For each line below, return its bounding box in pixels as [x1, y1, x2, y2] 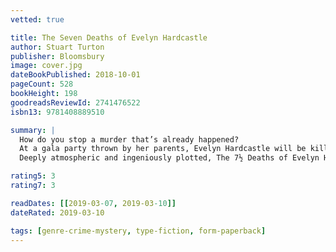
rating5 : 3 [10, 171, 56, 181]
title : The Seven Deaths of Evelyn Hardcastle [10, 32, 208, 43]
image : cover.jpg [10, 61, 83, 71]
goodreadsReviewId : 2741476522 [10, 97, 141, 108]
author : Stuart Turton [10, 42, 105, 52]
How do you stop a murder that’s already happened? [19, 134, 240, 145]
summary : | [10, 125, 56, 135]
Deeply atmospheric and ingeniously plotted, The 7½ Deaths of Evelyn [19, 153, 320, 163]
